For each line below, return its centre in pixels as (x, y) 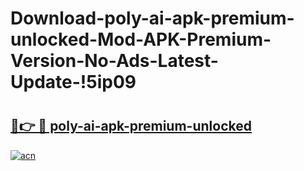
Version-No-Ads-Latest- (114, 61)
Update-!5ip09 (73, 82)
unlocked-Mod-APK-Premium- (141, 39)
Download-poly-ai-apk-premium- (152, 18)
